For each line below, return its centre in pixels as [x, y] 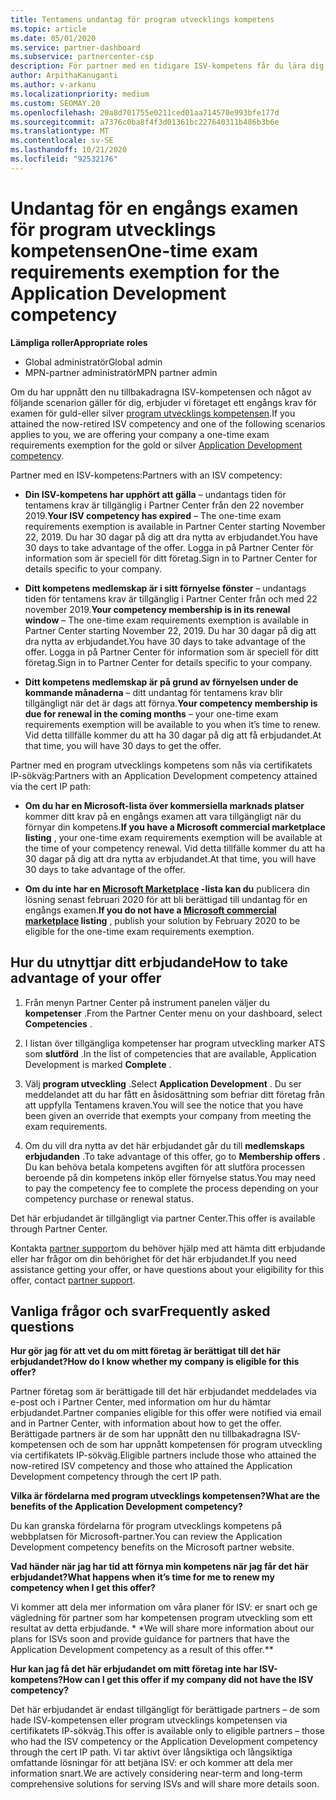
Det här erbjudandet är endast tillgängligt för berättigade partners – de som [165, 1710]
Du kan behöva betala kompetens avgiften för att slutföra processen [164, 1167]
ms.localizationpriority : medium [80, 94]
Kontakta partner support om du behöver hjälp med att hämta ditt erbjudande [168, 1248]
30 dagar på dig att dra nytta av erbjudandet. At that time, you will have [170, 858]
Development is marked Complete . [98, 1064]
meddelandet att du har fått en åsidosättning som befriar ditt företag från [174, 1094]
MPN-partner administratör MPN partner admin [121, 372]
